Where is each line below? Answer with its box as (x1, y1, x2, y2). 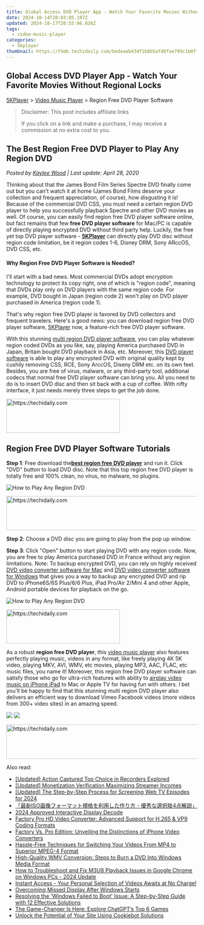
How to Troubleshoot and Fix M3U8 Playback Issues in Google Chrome (15, 867, 192, 874)
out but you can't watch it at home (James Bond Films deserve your (6, 187, 176, 195)
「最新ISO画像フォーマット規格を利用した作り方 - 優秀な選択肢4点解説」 (15, 802, 198, 809)
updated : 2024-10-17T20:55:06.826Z (6, 20, 96, 26)
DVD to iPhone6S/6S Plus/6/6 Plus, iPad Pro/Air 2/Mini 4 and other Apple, (6, 579, 191, 587)
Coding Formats (15, 822, 56, 829)
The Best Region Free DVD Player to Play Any (6, 144, 179, 154)
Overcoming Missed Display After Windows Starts (15, 886, 140, 893)
